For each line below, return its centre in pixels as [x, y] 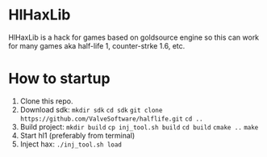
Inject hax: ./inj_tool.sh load [71, 144]
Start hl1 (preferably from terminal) [77, 135]
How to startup [59, 79]
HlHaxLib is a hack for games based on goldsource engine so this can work [134, 37]
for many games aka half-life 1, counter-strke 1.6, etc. [97, 45]
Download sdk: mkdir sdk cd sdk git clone [91, 109]
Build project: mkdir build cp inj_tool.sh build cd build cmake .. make [139, 126]
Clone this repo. [46, 101]
